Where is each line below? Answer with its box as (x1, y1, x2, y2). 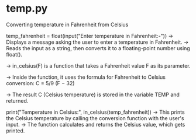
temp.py (6, 2, 48, 15)
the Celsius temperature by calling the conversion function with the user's (6, 114, 184, 121)
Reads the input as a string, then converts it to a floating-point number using (6, 44, 190, 51)
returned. (6, 97, 29, 104)
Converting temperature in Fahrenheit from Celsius (6, 21, 129, 28)
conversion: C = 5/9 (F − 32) (6, 79, 75, 86)
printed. (6, 127, 25, 134)
